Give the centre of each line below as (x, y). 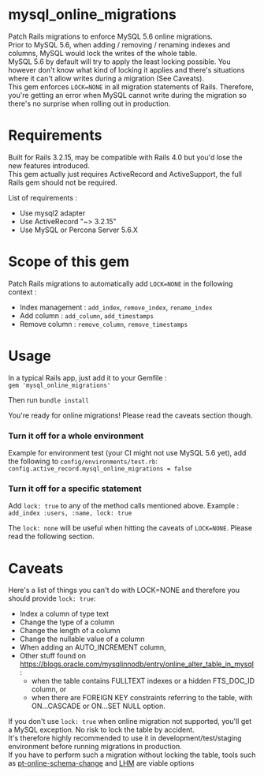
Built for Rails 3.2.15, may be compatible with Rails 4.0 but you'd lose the (125, 157)
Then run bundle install (48, 399)
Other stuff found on (53, 656)
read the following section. (51, 536)
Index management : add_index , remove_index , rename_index (116, 307)
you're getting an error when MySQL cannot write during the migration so (127, 95)
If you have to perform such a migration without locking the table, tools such (132, 755)
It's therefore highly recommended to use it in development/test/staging (125, 738)
